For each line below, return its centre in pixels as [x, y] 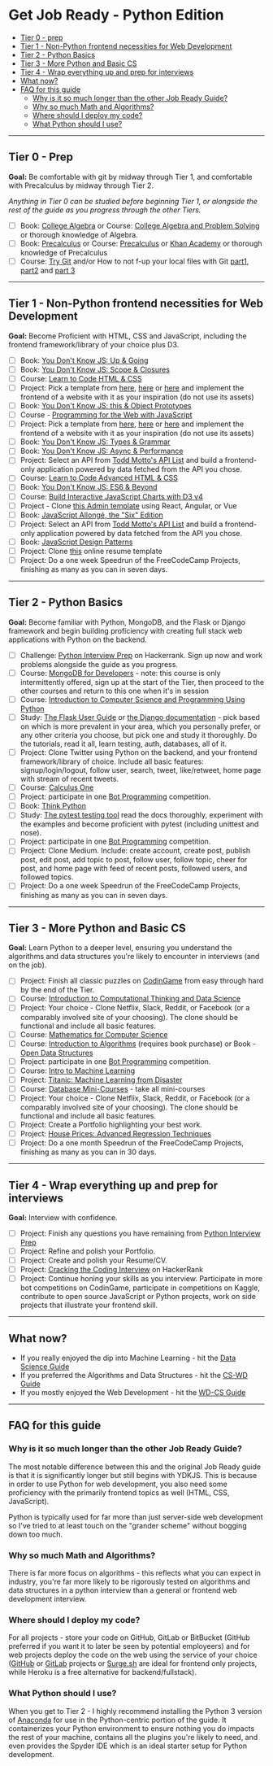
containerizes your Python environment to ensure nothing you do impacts [132, 1728]
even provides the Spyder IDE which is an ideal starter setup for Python [128, 1746]
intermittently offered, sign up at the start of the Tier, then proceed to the [142, 682]
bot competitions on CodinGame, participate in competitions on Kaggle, [140, 1288]
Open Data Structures [56, 1053]
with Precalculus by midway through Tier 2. [81, 185]
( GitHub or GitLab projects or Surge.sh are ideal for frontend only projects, [133, 1664]
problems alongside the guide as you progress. [99, 664]
